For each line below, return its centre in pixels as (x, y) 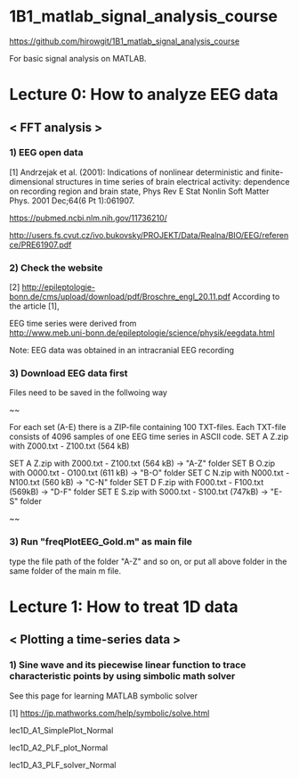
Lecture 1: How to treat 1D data (124, 606)
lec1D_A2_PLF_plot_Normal (59, 748)
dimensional (32, 181)
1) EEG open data (46, 153)
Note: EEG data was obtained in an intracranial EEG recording (121, 351)
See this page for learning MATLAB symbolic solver (104, 695)
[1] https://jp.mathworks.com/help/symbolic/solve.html (109, 713)
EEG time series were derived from (73, 324)
